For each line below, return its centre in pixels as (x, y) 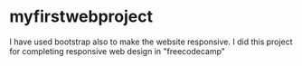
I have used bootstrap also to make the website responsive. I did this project (151, 42)
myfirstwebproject (81, 17)
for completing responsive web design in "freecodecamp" (118, 51)
